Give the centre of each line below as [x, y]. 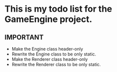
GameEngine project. [48, 19]
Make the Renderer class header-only [50, 59]
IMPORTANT [24, 37]
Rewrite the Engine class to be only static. [54, 54]
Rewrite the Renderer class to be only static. [56, 64]
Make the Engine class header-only [47, 49]
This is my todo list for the [58, 9]
